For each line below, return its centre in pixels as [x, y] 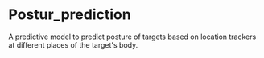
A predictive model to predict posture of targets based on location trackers [132, 37]
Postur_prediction [70, 15]
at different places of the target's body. [73, 44]
